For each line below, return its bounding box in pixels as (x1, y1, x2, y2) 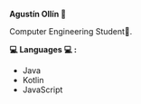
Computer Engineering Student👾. (9, 26, 133, 36)
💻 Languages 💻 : (9, 44, 77, 54)
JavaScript (22, 84, 63, 95)
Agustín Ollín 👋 (9, 9, 66, 19)
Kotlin (22, 75, 44, 85)
